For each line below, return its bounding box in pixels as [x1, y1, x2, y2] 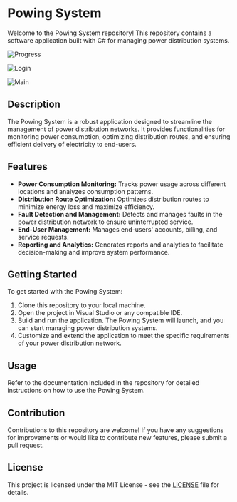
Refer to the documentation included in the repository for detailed [7, 379, 200, 387]
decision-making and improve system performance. [17, 247, 170, 256]
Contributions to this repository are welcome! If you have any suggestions [7, 426, 224, 434]
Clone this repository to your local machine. [17, 301, 146, 309]
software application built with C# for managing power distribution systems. [7, 36, 230, 44]
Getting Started [7, 268, 78, 280]
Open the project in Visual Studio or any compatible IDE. [17, 309, 183, 317]
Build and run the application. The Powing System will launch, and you [17, 316, 224, 325]
